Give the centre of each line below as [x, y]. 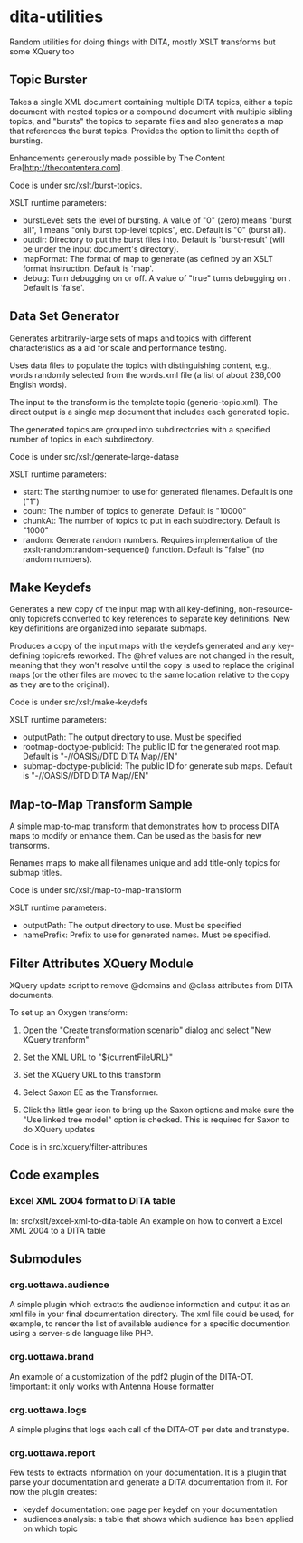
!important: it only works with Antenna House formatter [112, 1386]
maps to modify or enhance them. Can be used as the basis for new [136, 836]
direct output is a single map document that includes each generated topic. [149, 412]
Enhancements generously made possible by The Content [118, 158]
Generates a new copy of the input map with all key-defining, [123, 609]
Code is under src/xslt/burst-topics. [76, 185]
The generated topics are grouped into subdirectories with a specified [140, 429]
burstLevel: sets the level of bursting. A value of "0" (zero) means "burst [157, 220]
